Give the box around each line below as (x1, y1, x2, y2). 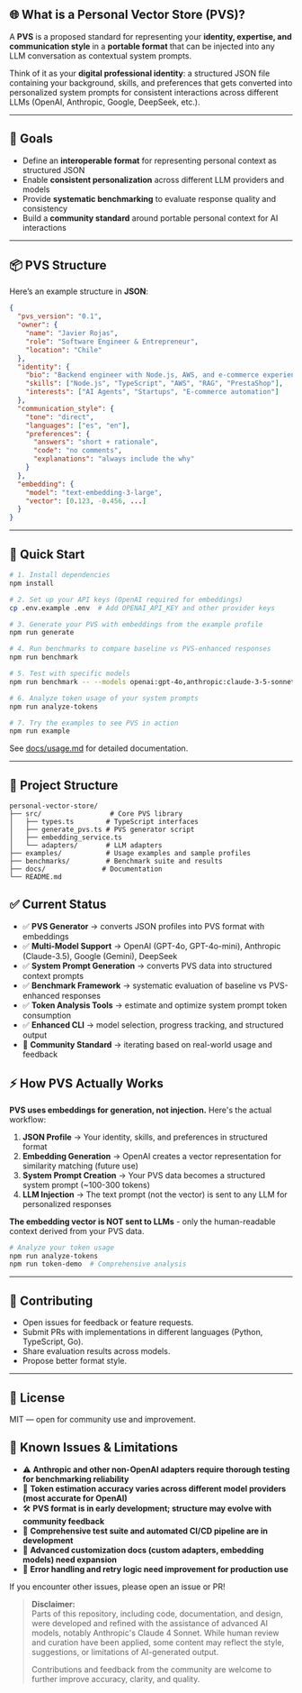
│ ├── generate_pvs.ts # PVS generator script (9, 825, 195, 835)
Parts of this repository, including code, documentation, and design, (31, 1608, 283, 1619)
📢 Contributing (9, 1293, 93, 1308)
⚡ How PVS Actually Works (9, 1076, 164, 1092)
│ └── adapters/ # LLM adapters (9, 841, 164, 850)
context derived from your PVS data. (9, 1225, 145, 1236)
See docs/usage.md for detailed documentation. (9, 743, 189, 754)
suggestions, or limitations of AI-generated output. (31, 1646, 219, 1657)
